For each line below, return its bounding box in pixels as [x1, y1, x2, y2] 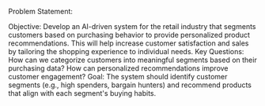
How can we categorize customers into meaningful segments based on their [8, 55, 257, 64]
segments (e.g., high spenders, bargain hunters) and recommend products [8, 80, 252, 90]
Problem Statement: [8, 7, 74, 16]
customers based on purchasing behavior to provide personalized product [8, 31, 251, 39]
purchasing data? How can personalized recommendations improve [8, 64, 229, 73]
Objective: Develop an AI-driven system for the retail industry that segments [8, 22, 256, 31]
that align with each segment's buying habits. [8, 89, 157, 97]
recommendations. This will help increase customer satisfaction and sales [8, 38, 249, 48]
